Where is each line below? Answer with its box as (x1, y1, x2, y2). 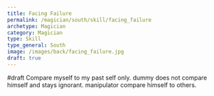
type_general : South (7, 42, 67, 49)
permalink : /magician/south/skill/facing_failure (7, 16, 152, 23)
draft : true (7, 55, 41, 62)
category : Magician (7, 29, 63, 36)
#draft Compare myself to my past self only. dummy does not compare (7, 73, 207, 82)
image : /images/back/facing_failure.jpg (7, 49, 125, 56)
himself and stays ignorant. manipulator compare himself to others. (7, 80, 197, 89)
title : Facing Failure (7, 10, 72, 17)
